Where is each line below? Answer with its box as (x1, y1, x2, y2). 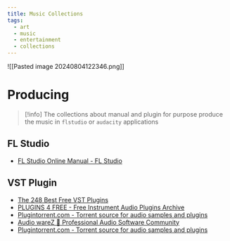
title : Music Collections (7, 10, 83, 18)
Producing (7, 87, 70, 103)
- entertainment (13, 37, 61, 44)
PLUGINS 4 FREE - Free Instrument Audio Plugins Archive (17, 203, 185, 211)
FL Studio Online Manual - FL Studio (17, 156, 123, 165)
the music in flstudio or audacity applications (24, 117, 159, 126)
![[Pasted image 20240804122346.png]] (7, 63, 124, 70)
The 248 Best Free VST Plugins (17, 195, 109, 204)
